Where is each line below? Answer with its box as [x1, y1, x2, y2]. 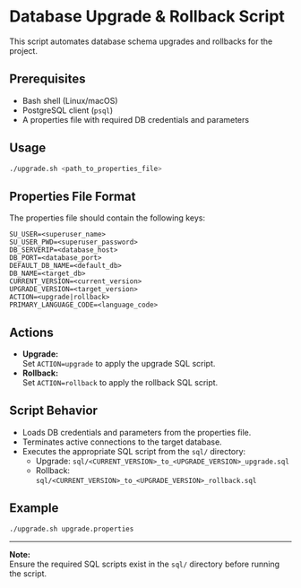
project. [9, 45, 39, 56]
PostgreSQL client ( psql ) [21, 105, 114, 116]
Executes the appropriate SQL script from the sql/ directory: [21, 445, 246, 456]
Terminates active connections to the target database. [21, 437, 222, 447]
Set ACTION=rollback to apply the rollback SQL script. [21, 377, 219, 388]
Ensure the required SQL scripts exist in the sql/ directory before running [9, 558, 280, 569]
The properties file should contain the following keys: [9, 212, 206, 223]
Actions [9, 324, 54, 340]
